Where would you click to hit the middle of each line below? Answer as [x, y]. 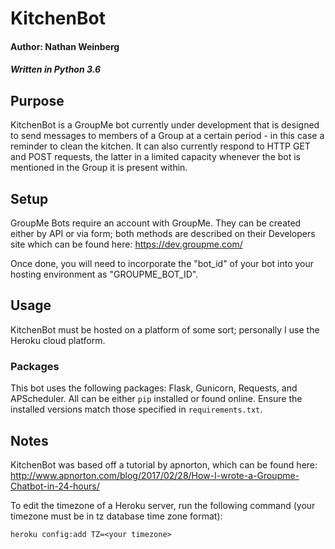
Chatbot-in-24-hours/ [55, 486]
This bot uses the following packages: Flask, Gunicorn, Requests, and [154, 388]
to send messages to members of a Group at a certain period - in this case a [167, 136]
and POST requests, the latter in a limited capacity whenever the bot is [155, 157]
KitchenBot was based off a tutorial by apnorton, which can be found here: [164, 464]
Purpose [37, 100]
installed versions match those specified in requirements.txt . [136, 409]
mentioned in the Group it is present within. [99, 168]
